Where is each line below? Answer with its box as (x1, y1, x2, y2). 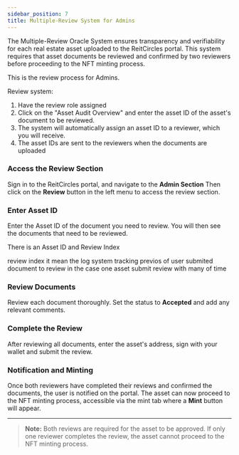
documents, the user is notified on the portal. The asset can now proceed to (7, 389, 230, 397)
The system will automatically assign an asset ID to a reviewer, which (17, 123, 221, 132)
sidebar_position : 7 (7, 10, 69, 18)
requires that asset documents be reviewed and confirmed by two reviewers (7, 51, 231, 61)
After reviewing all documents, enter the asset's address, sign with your (7, 340, 218, 348)
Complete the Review (7, 323, 83, 333)
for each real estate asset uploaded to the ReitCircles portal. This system (7, 44, 221, 53)
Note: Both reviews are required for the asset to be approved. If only (24, 424, 225, 433)
